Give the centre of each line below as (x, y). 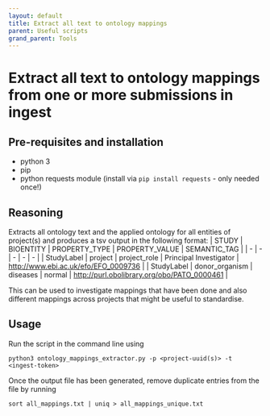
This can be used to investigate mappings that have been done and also (128, 290)
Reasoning (36, 212)
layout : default (35, 16)
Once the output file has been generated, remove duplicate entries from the (134, 381)
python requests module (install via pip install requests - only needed (139, 179)
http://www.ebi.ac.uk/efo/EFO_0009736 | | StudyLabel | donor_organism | (131, 266)
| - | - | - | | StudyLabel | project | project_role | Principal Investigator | (124, 258)
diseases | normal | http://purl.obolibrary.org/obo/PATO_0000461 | (118, 275)
